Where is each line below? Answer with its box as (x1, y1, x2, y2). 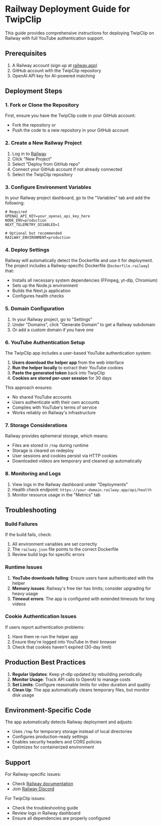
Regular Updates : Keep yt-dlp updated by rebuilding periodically (12, 671, 143, 677)
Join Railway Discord (12, 786, 54, 792)
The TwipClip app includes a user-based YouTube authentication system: (5, 350, 152, 356)
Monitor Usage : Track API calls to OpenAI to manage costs (12, 676, 131, 682)
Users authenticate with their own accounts (12, 399, 100, 405)
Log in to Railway (12, 151, 47, 156)
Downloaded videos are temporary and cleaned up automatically (12, 458, 142, 464)
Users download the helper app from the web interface (12, 359, 124, 365)
